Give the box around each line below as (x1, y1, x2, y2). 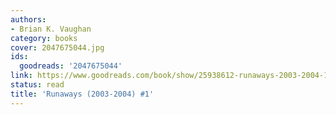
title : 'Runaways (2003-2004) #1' (10, 89, 155, 99)
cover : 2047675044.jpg (10, 42, 105, 53)
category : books (10, 33, 78, 43)
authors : (10, 14, 47, 25)
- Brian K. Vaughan (10, 24, 92, 34)
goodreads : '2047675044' (19, 61, 123, 71)
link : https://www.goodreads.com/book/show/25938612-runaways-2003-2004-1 (10, 71, 329, 81)
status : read (10, 80, 65, 90)
